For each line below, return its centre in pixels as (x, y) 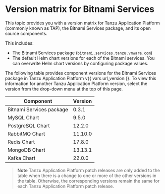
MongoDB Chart (27, 150)
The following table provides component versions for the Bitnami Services (81, 73)
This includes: (19, 43)
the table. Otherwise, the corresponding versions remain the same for (88, 181)
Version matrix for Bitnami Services (80, 9)
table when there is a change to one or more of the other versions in (87, 176)
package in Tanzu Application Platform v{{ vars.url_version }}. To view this (81, 78)
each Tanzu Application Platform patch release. (66, 186)
